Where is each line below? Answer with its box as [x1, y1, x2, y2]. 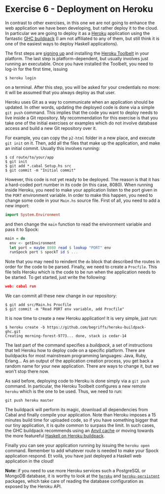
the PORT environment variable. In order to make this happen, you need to [5, 192, 153, 198]
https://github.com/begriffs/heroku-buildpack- [47, 325, 147, 330]
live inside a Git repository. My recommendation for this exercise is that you [5, 114, 158, 120]
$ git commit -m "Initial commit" [5, 168, 76, 173]
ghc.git [5, 329, 21, 334]
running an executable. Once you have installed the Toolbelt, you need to [5, 61, 154, 67]
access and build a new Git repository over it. [5, 125, 97, 131]
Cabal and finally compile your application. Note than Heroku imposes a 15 [5, 412, 156, 418]
